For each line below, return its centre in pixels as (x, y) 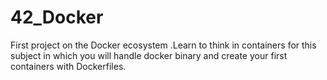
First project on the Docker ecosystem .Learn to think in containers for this (163, 45)
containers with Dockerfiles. (68, 66)
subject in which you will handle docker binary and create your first (149, 55)
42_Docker (57, 17)
